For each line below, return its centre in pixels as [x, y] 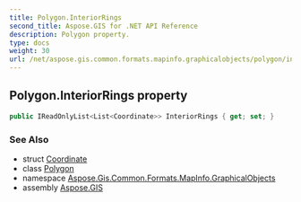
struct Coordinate [55, 159]
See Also [29, 139]
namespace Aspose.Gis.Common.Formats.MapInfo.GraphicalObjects [149, 178]
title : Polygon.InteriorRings [66, 18]
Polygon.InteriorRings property [99, 96]
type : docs [30, 43]
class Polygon [48, 168]
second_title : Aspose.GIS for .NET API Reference [104, 26]
